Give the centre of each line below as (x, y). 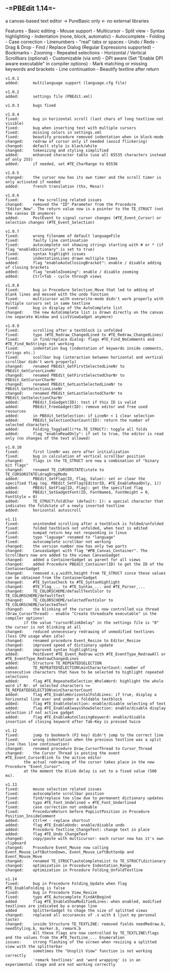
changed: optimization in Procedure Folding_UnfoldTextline (74, 870)
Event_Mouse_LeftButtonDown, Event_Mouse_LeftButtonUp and (70, 852)
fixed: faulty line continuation (47, 240)
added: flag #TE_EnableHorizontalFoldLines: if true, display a (81, 694)
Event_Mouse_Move (24, 856)
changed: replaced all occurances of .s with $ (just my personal (81, 915)
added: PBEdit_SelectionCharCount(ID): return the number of (78, 420)
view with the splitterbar (34, 946)
